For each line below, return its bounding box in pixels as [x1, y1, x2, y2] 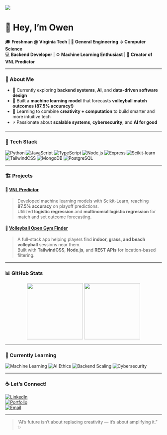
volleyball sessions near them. [17, 241, 81, 247]
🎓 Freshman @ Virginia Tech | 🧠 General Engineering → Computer [5, 38, 146, 44]
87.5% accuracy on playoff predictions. [17, 203, 99, 209]
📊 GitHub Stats [5, 270, 43, 277]
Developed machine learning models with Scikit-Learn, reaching [17, 198, 149, 204]
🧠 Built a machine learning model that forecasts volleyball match [12, 98, 148, 104]
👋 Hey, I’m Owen [5, 22, 74, 33]
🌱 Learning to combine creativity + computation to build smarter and [12, 108, 155, 114]
